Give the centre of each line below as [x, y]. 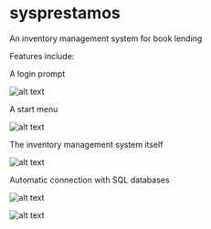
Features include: [42, 56]
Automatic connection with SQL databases [90, 180]
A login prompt [37, 73]
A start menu [34, 109]
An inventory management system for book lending [106, 38]
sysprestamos [65, 13]
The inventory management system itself [86, 144]
